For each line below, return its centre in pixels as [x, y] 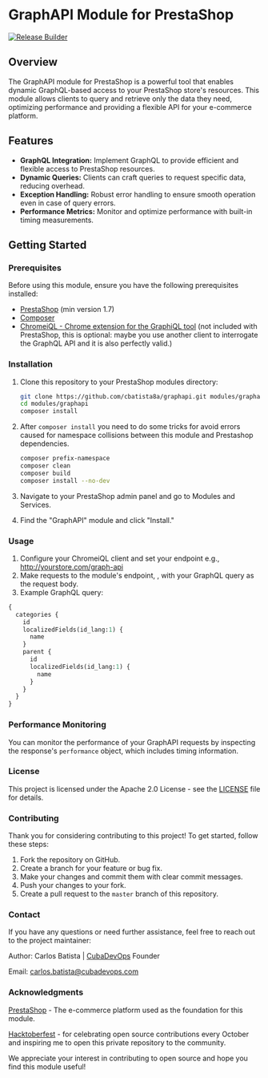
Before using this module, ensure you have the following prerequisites [123, 286]
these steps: [29, 845]
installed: [23, 294]
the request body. [49, 584]
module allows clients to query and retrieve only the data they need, [120, 99]
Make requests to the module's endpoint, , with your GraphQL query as [137, 575]
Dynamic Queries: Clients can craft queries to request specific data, [133, 177]
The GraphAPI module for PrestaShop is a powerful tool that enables [121, 81]
